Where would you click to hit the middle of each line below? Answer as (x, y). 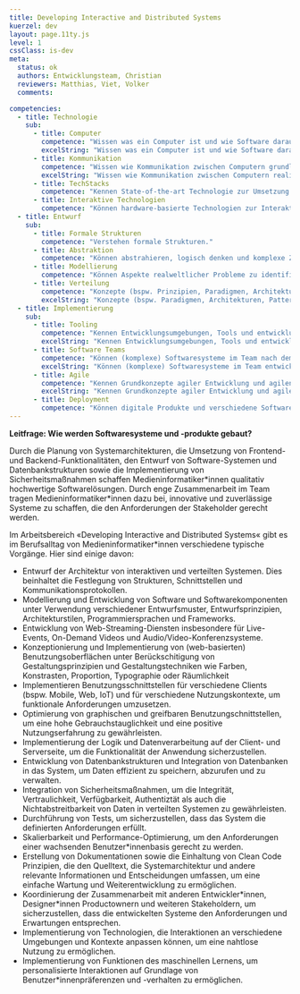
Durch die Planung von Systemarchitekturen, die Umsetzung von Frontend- (148, 450)
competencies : (36, 108)
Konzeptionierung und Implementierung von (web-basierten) (134, 647)
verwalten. (42, 780)
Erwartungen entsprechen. (71, 922)
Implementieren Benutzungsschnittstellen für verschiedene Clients (145, 684)
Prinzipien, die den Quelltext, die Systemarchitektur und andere (139, 865)
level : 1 (25, 42)
